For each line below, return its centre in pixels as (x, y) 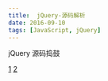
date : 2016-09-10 (37, 23)
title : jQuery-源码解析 (47, 15)
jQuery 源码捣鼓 (34, 53)
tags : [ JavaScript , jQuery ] (55, 30)
